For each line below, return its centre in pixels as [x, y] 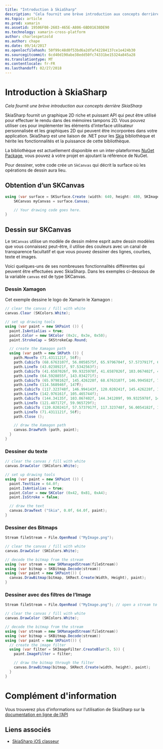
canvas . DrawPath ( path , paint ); [46, 430]
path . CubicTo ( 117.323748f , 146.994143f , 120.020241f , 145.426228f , [84, 389]
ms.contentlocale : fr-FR [30, 64]
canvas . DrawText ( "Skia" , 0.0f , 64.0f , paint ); [58, 511]
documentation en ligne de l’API [37, 714]
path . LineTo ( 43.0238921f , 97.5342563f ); [56, 367]
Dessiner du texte [26, 451]
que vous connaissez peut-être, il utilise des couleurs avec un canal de [76, 246]
